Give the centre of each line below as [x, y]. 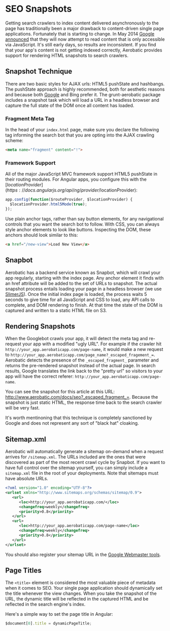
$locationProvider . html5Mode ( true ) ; [48, 204]
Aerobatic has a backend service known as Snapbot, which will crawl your [83, 272]
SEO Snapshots [39, 9]
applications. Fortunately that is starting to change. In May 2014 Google [80, 34]
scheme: [14, 141]
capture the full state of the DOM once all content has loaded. [70, 105]
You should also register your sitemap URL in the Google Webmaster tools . [83, 554]
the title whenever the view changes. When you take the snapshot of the [81, 593]
